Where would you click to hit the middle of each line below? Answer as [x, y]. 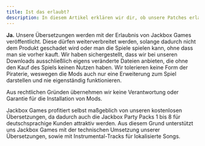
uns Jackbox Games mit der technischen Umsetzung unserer [83, 130]
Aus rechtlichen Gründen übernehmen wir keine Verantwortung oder [92, 92]
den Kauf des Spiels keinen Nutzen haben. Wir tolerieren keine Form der [97, 67]
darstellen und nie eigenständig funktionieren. [64, 80]
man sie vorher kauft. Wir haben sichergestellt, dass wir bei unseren [92, 54]
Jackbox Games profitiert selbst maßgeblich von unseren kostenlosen [94, 110]
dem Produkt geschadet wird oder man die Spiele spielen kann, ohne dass [100, 48]
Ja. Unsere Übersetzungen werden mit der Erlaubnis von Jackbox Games [99, 35]
